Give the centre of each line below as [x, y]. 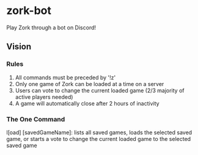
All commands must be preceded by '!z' [65, 77]
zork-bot [29, 11]
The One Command [36, 119]
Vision [19, 47]
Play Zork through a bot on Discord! [51, 27]
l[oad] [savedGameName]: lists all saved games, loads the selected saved [99, 132]
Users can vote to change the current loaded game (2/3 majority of [100, 90]
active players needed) [44, 97]
